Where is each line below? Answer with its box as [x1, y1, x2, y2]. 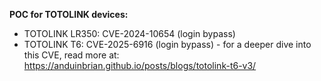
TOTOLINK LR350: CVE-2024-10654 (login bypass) [23, 28, 236, 39]
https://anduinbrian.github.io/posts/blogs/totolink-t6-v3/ [23, 60, 257, 71]
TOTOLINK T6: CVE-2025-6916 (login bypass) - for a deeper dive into [23, 39, 312, 50]
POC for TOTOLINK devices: [9, 9, 129, 20]
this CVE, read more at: [23, 49, 120, 61]
